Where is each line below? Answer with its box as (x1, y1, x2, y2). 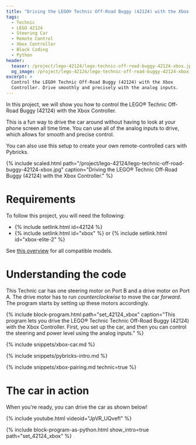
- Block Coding (11, 47, 48, 53)
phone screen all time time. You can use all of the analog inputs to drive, (6, 124, 180, 132)
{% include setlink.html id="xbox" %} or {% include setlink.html (14, 230, 167, 237)
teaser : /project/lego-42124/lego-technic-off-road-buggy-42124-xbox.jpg (11, 63, 194, 69)
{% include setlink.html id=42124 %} (14, 223, 103, 230)
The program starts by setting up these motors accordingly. (6, 299, 149, 306)
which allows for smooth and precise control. (6, 131, 114, 138)
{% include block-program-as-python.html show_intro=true (6, 426, 149, 433)
